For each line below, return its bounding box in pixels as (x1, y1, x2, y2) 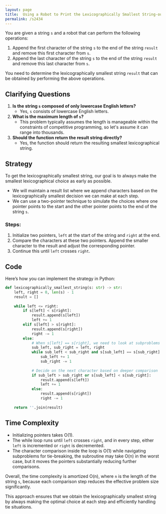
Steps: (5, 221, 21, 228)
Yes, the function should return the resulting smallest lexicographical (19, 140, 160, 146)
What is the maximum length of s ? (12, 114, 84, 119)
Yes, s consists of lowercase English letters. (19, 109, 109, 114)
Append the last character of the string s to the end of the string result (12, 56, 157, 61)
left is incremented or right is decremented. (12, 442, 105, 449)
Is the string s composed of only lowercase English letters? (12, 103, 136, 109)
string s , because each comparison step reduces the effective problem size (5, 478, 159, 484)
